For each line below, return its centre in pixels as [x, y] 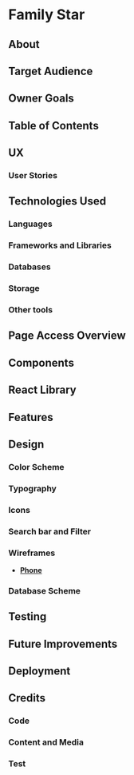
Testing [28, 617]
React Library [43, 390]
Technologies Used [57, 201]
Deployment [39, 672]
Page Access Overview [67, 336]
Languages [31, 224]
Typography [33, 488]
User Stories [33, 176]
